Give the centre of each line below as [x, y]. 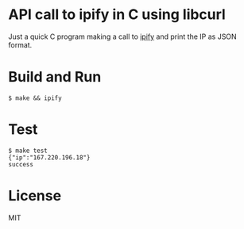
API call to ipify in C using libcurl [117, 15]
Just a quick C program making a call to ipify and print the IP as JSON [122, 36]
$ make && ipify [35, 98]
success [21, 164]
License [35, 196]
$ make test [28, 151]
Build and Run [55, 77]
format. [20, 44]
